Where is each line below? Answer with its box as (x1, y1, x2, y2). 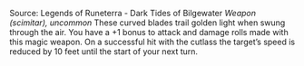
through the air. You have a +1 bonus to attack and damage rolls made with (9, 27, 289, 37)
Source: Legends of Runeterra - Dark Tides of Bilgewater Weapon (9, 8, 257, 18)
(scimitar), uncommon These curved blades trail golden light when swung (9, 17, 286, 28)
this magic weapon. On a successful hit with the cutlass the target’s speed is (9, 36, 296, 47)
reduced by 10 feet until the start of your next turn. (9, 46, 198, 57)
